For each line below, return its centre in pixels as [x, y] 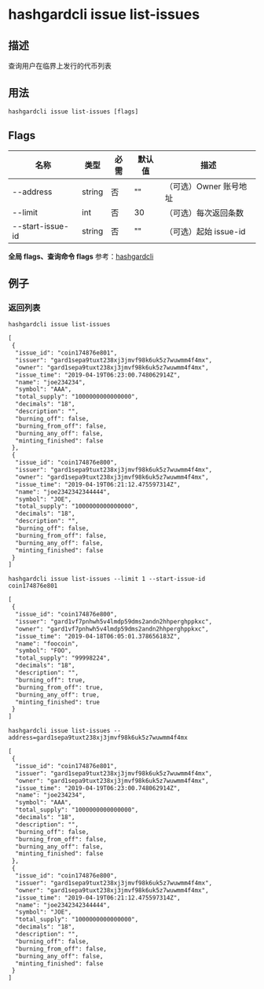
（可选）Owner [193, 186]
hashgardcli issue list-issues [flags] [73, 112]
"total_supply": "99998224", [63, 658]
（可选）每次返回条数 [204, 212]
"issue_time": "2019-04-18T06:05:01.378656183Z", [98, 636]
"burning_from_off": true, [59, 687]
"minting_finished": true [58, 702]
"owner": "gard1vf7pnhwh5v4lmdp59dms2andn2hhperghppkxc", [112, 629]
